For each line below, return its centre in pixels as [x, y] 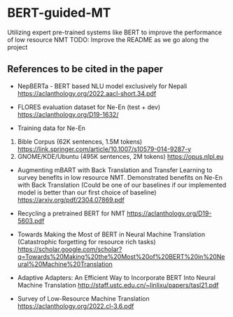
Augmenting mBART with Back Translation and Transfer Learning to [115, 170]
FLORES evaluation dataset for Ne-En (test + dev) [89, 107]
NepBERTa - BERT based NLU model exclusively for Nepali [102, 86]
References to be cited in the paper [85, 69]
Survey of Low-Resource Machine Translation [83, 298]
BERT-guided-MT [59, 13]
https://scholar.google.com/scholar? [70, 249]
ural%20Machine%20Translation [65, 264]
